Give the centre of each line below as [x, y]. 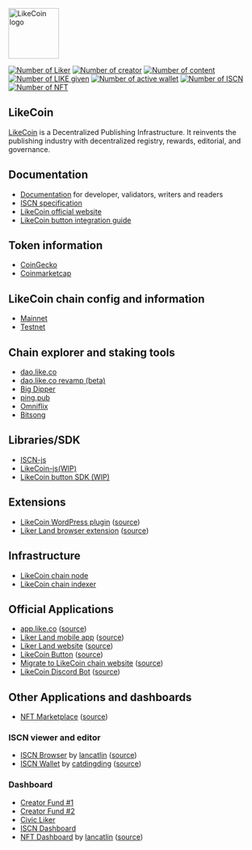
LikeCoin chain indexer [58, 584]
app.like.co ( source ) [53, 629]
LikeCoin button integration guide [76, 220]
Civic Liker [38, 819]
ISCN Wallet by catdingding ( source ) [81, 763]
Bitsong [33, 415]
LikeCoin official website [61, 211]
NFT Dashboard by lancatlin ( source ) [82, 836]
